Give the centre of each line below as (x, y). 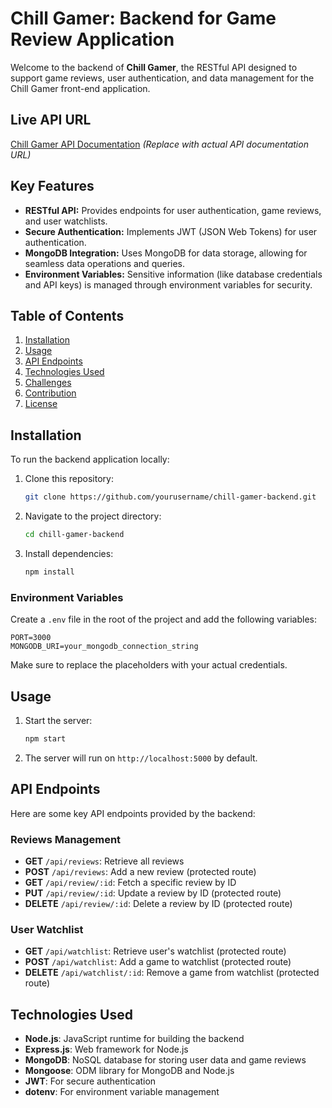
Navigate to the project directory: (93, 516)
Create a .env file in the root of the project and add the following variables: (164, 619)
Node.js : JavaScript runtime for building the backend (134, 1039)
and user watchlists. (66, 221)
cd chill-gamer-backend (74, 535)
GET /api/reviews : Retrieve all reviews (104, 861)
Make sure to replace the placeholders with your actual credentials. (149, 665)
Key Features (52, 186)
